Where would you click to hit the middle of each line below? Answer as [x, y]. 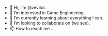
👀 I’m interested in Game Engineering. [47, 13]
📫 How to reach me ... [32, 28]
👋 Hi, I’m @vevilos [28, 8]
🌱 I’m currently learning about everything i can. [56, 18]
